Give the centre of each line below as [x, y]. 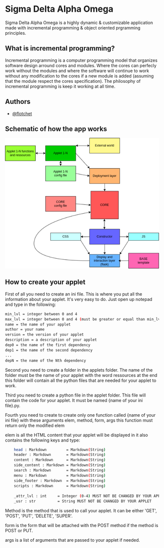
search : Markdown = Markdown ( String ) [60, 471]
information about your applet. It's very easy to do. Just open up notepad [79, 299]
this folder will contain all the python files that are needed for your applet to [81, 380]
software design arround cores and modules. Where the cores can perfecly [81, 65]
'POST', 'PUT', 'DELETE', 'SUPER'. [39, 516]
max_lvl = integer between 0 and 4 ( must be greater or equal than [75, 319]
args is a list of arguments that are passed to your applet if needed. [72, 540]
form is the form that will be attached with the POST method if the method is [82, 525]
